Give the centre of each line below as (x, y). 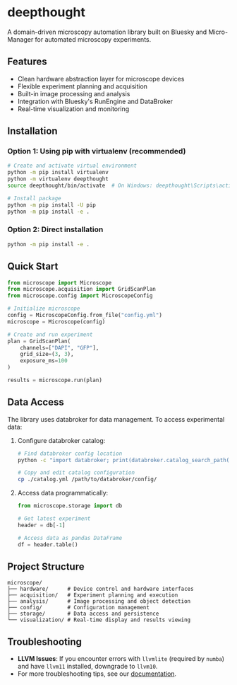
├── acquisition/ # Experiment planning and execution (93, 595)
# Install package (34, 198)
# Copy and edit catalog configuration (76, 473)
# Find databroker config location (70, 454)
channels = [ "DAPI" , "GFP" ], (60, 347)
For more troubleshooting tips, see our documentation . (97, 674)
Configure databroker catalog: (61, 440)
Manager (20, 39)
